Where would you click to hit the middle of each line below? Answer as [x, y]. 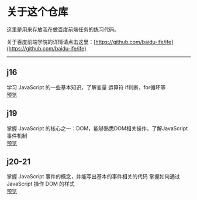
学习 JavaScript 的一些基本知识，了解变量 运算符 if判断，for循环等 [86, 87]
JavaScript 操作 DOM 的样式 [41, 184]
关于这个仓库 [38, 12]
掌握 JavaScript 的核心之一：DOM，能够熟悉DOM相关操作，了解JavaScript [97, 128]
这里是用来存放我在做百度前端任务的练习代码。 [63, 29]
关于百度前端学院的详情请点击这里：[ [51, 42]
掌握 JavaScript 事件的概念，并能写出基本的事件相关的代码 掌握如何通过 [94, 177]
